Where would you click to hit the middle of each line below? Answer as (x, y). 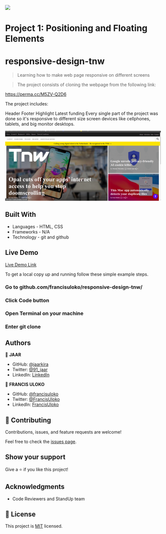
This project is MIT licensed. (34, 526)
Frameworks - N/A (31, 232)
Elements (25, 39)
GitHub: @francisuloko (35, 394)
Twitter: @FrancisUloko (36, 399)
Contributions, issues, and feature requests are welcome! (63, 432)
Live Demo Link (21, 264)
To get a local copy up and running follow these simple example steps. (77, 274)
